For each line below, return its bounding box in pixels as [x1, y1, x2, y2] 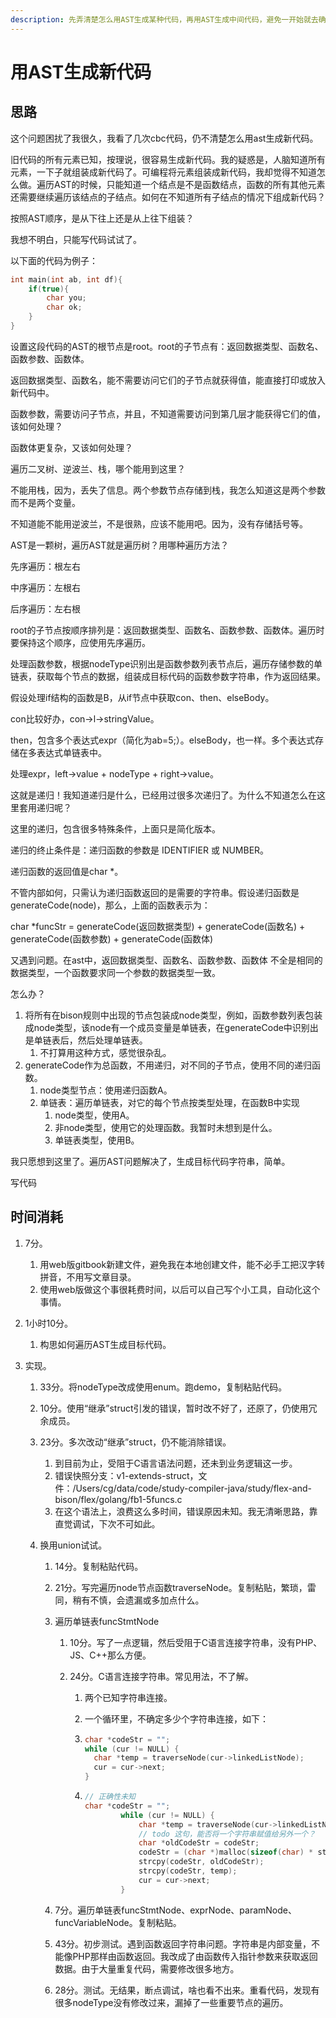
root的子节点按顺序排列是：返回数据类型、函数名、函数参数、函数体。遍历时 [10, 624, 325, 636]
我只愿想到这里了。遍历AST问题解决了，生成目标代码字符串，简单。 [10, 1155, 291, 1167]
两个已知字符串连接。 [84, 1691, 173, 1703]
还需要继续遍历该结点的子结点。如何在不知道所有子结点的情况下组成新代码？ [10, 191, 326, 203]
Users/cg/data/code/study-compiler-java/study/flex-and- [75, 1482, 312, 1494]
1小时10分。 [24, 1317, 74, 1329]
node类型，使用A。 [54, 1109, 135, 1121]
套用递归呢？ [18, 801, 72, 813]
